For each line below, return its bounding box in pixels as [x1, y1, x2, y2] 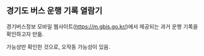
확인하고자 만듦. [6, 30, 44, 37]
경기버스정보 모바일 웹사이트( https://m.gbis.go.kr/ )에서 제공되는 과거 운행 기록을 [6, 23, 199, 30]
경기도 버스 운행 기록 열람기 [6, 5, 102, 16]
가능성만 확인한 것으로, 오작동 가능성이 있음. [6, 43, 111, 50]
